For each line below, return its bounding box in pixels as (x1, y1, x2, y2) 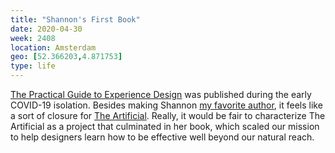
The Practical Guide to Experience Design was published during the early (10, 89, 312, 100)
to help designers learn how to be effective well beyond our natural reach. (10, 131, 315, 143)
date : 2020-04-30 (10, 24, 83, 34)
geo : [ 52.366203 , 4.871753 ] (10, 52, 123, 62)
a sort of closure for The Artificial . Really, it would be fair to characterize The (10, 110, 326, 121)
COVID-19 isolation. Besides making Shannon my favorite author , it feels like (10, 99, 323, 111)
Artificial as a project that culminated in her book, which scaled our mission (10, 121, 320, 132)
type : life (10, 61, 56, 71)
